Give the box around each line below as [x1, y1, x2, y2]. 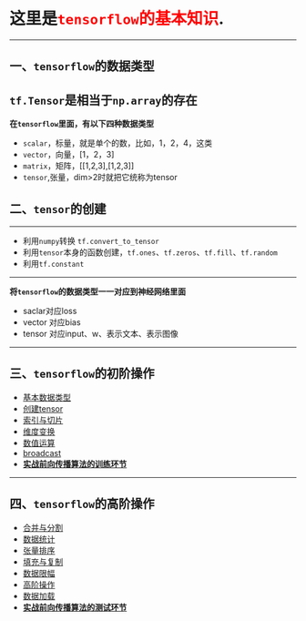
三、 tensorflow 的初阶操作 [9, 366, 155, 382]
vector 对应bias [22, 316, 81, 328]
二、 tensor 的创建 [9, 201, 107, 217]
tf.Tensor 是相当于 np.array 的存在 [9, 92, 198, 107]
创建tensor [22, 402, 64, 414]
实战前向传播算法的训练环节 [22, 458, 127, 469]
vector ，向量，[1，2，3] [22, 149, 115, 160]
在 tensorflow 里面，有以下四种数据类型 [9, 118, 155, 129]
